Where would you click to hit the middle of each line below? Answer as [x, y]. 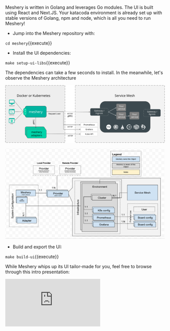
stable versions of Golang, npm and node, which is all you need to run [78, 18]
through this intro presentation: [37, 272]
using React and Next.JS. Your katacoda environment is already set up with [84, 13]
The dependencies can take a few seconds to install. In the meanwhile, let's [84, 72]
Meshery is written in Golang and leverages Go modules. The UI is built [79, 7]
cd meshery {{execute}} [29, 43]
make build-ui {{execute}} [32, 256]
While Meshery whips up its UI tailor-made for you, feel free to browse [78, 266]
